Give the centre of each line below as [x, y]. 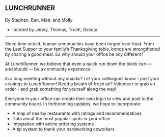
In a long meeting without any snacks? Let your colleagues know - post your [82, 78]
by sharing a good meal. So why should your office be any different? [74, 54]
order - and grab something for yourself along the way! [61, 89]
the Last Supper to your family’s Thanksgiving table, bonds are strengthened [82, 49]
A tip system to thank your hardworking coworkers [63, 129]
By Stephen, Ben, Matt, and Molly [39, 20]
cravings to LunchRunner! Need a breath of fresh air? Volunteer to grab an [80, 84]
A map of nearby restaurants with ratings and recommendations [77, 113]
